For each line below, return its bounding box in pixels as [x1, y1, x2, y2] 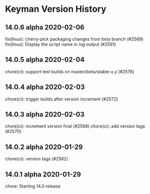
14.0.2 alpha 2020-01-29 [5, 143, 83, 151]
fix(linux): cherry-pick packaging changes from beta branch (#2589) [5, 36, 144, 42]
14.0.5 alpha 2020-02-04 [5, 56, 85, 64]
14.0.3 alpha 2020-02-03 [5, 110, 85, 119]
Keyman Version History [5, 3, 106, 15]
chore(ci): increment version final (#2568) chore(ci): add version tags [5, 123, 146, 129]
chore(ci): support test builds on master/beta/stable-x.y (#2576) [5, 68, 135, 74]
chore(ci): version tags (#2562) [5, 156, 69, 162]
